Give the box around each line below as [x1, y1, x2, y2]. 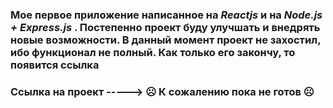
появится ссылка [10, 58, 100, 72]
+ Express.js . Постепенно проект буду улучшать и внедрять [10, 20, 321, 34]
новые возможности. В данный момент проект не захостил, [10, 33, 322, 47]
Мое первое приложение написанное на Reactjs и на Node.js [10, 8, 323, 22]
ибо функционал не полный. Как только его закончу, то [10, 45, 296, 59]
